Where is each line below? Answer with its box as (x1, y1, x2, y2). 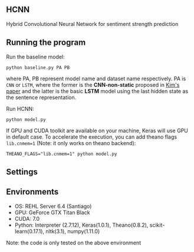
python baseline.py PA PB (6, 64, 70, 70)
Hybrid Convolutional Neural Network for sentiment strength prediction (6, 20, 179, 27)
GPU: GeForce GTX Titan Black (14, 209, 90, 216)
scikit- (149, 221, 165, 228)
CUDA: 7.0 (14, 215, 40, 222)
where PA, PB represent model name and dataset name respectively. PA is (6, 75, 186, 82)
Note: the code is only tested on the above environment (6, 239, 142, 246)
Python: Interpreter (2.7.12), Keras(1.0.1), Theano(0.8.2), (14, 221, 149, 228)
